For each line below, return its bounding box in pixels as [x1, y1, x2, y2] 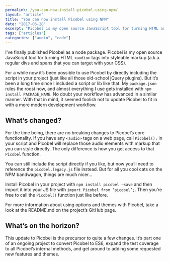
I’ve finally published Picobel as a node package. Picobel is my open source [5, 49, 162, 55]
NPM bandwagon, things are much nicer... [5, 171, 93, 178]
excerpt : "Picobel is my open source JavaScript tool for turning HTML [5, 26, 158, 31]
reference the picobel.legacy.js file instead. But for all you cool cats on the [5, 166, 162, 172]
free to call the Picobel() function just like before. [5, 192, 108, 198]
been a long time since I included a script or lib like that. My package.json [5, 80, 157, 86]
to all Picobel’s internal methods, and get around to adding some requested [5, 245, 161, 251]
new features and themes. [5, 251, 59, 257]
